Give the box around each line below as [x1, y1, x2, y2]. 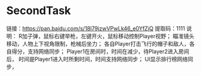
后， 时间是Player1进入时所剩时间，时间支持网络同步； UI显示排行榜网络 [6, 55, 188, 63]
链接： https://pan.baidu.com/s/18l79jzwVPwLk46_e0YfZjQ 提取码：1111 [6, 25, 185, 32]
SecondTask [6, 4, 71, 18]
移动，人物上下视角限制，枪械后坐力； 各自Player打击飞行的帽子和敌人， [6, 40, 189, 47]
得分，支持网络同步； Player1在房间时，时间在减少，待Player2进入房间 [11, 47, 189, 55]
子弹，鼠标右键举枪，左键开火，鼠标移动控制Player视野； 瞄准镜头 [27, 32, 194, 40]
